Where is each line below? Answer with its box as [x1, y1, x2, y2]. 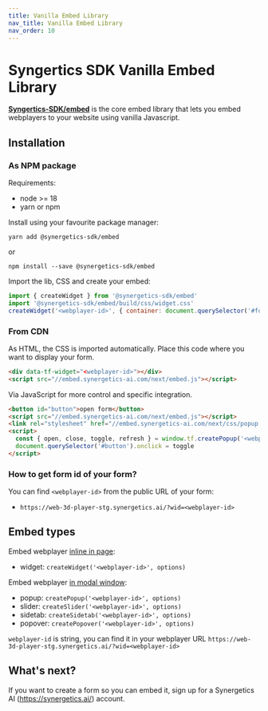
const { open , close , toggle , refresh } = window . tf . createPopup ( [15, 435, 241, 443]
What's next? [8, 664, 77, 677]
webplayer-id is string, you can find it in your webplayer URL [8, 634, 207, 643]
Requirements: [8, 178, 56, 188]
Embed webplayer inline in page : [8, 546, 116, 556]
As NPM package [8, 160, 77, 171]
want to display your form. [8, 352, 95, 362]
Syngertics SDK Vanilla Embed [8, 61, 215, 79]
